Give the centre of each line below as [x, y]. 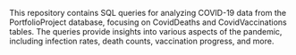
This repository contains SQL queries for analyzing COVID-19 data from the [148, 13]
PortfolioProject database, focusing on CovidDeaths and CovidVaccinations [148, 22]
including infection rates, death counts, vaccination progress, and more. [142, 41]
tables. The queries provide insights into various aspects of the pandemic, [146, 31]
